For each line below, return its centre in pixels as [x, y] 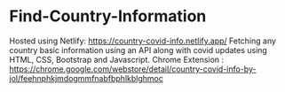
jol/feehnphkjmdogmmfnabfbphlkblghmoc [87, 78]
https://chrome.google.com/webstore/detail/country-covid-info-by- [133, 69]
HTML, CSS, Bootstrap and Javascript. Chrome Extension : [117, 59]
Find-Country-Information [108, 16]
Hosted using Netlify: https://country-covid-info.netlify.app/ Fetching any [143, 41]
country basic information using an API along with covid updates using [139, 50]
